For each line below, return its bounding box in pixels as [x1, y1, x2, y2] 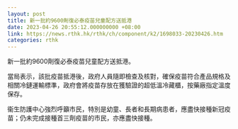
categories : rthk [7, 37, 59, 44]
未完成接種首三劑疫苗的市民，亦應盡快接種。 [25, 114, 157, 123]
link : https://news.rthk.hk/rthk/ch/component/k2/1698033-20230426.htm [7, 30, 223, 38]
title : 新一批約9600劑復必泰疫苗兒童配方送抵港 [7, 17, 132, 24]
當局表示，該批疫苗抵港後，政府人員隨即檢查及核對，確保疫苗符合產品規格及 [7, 72, 231, 81]
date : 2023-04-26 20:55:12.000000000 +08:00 [7, 23, 141, 30]
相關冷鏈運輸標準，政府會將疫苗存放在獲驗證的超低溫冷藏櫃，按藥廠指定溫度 [7, 81, 231, 89]
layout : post [7, 10, 46, 18]
